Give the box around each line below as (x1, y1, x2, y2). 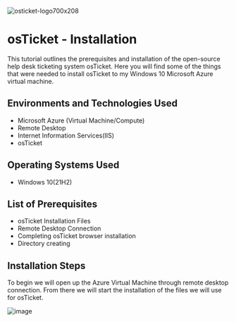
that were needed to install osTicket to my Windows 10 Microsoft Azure (7, 69, 213, 78)
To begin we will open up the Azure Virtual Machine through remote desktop (7, 278, 229, 287)
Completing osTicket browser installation (17, 232, 136, 240)
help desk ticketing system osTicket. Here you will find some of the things (7, 62, 222, 70)
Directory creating (17, 240, 70, 248)
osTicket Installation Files (17, 217, 91, 225)
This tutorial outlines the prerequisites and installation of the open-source (7, 54, 221, 63)
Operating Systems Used (7, 159, 120, 171)
